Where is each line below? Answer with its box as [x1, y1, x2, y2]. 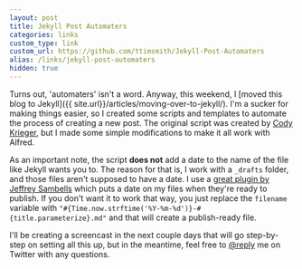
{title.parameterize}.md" [9, 214, 107, 223]
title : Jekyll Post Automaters [9, 22, 127, 31]
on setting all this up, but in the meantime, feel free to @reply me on [27, 239, 281, 250]
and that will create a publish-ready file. [108, 212, 257, 223]
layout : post [9, 13, 59, 23]
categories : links [9, 30, 79, 39]
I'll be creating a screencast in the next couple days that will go [9, 229, 245, 240]
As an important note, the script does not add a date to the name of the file [9, 154, 289, 165]
